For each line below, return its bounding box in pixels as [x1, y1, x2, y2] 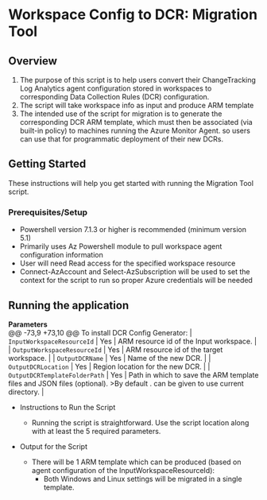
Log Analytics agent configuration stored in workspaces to [19, 83, 212, 93]
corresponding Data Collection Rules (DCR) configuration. [19, 92, 210, 101]
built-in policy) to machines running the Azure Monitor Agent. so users [19, 126, 250, 135]
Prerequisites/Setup [8, 207, 88, 218]
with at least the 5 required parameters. [31, 426, 161, 436]
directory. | [8, 387, 44, 397]
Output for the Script [19, 441, 87, 451]
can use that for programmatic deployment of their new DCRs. [19, 134, 224, 144]
